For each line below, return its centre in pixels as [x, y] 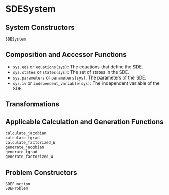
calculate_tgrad [22, 138]
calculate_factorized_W [30, 142]
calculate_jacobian [26, 133]
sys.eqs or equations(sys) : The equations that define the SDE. [78, 67]
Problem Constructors [41, 172]
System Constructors [40, 28]
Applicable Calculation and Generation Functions [84, 121]
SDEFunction [18, 184]
